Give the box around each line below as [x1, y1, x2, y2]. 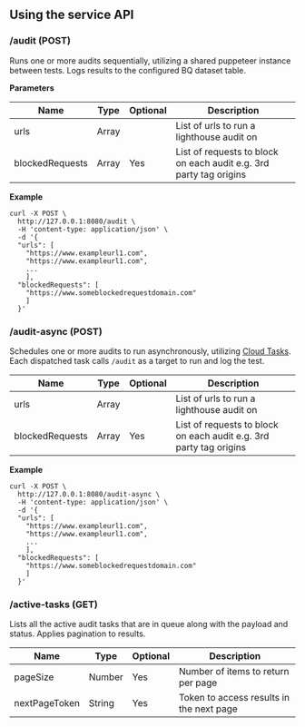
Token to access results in [178, 692, 290, 704]
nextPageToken [14, 697, 80, 710]
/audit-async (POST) [9, 325, 103, 338]
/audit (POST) [9, 34, 71, 47]
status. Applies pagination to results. [9, 628, 146, 639]
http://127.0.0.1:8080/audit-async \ [17, 489, 161, 498]
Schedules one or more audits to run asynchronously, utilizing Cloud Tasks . [9, 345, 291, 357]
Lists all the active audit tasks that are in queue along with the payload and [9, 619, 289, 630]
